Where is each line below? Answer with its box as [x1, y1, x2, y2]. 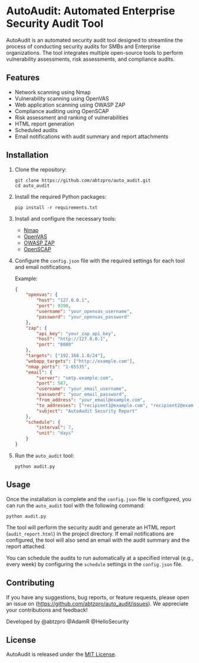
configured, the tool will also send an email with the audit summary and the [6, 536, 190, 543]
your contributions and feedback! [6, 606, 88, 614]
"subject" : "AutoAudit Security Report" [36, 408, 138, 414]
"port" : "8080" [36, 342, 74, 348]
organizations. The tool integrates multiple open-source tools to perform [6, 49, 184, 56]
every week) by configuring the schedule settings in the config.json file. [6, 561, 183, 568]
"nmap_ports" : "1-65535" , [26, 364, 90, 370]
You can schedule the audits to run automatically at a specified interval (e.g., [6, 554, 194, 561]
